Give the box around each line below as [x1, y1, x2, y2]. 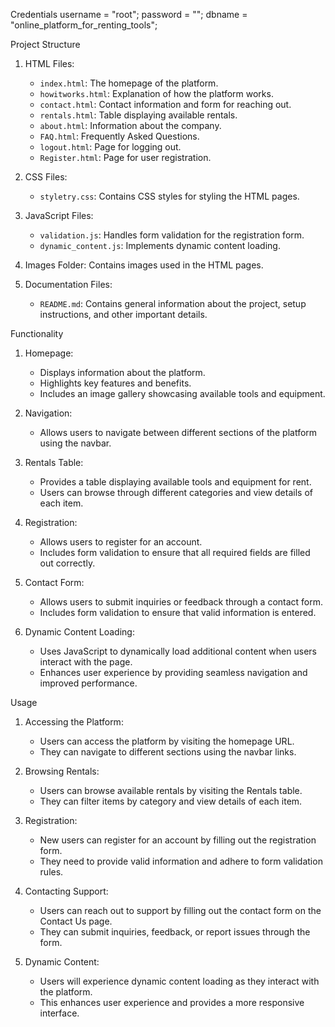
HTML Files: [24, 58, 75, 69]
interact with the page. [39, 656, 133, 668]
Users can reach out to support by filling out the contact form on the [39, 905, 322, 916]
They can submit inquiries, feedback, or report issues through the [39, 926, 311, 938]
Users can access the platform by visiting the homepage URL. [39, 735, 295, 747]
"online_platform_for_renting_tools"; [10, 19, 158, 31]
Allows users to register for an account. [39, 536, 203, 548]
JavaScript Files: [24, 210, 94, 221]
